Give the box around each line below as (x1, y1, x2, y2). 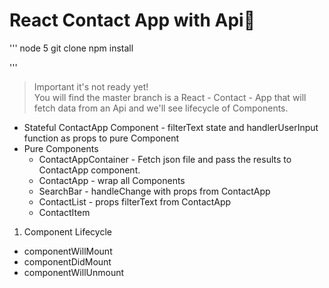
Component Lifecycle (23, 225, 112, 238)
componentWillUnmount (23, 266, 125, 278)
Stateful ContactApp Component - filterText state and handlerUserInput (23, 121, 319, 133)
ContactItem (38, 206, 91, 218)
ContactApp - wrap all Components (38, 174, 186, 186)
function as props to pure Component (23, 132, 180, 144)
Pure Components (23, 142, 99, 154)
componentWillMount (23, 245, 113, 257)
